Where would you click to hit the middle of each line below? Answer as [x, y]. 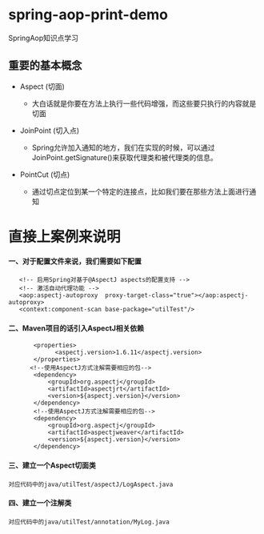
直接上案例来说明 [65, 237]
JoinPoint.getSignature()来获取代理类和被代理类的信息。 [124, 157]
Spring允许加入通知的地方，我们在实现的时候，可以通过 [123, 147]
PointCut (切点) [45, 175]
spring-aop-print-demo [88, 15]
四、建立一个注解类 [40, 503]
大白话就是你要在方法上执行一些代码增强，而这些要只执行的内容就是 [144, 103]
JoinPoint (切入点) [50, 130]
